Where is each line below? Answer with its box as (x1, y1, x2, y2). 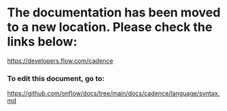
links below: (7, 34, 77, 49)
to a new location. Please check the (7, 19, 213, 35)
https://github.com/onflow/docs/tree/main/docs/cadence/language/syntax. (7, 89, 220, 97)
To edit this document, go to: (7, 73, 105, 83)
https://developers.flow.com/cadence (7, 56, 113, 64)
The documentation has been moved (7, 5, 221, 21)
